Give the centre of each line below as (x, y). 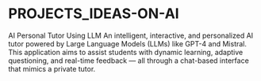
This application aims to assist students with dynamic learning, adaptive (126, 52)
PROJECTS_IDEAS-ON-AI (94, 14)
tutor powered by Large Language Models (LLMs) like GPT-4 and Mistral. (128, 43)
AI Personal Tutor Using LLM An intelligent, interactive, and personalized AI (131, 35)
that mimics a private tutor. (52, 68)
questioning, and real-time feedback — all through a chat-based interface (129, 61)
